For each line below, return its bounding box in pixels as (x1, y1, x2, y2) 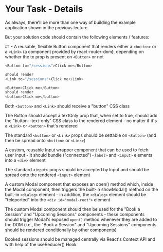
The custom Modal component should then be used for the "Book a (5, 206, 140, 212)
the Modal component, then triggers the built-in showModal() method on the (5, 186, 158, 193)
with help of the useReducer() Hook (5, 242, 77, 248)
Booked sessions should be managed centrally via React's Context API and (5, 236, 156, 242)
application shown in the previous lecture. (5, 24, 89, 30)
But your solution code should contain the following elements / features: (5, 34, 149, 40)
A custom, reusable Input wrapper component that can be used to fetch (5, 147, 149, 153)
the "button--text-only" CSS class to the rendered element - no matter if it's (5, 118, 157, 124)
